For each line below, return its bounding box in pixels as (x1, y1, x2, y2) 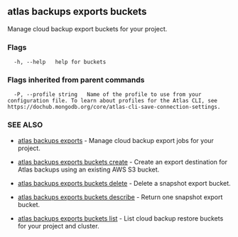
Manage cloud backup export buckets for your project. (7, 24, 168, 33)
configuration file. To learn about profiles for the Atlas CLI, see (7, 98, 218, 105)
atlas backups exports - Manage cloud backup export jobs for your (17, 136, 215, 144)
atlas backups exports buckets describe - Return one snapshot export (17, 192, 223, 201)
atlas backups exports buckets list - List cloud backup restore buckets (17, 214, 224, 223)
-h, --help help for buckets (13, 58, 107, 66)
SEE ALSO (7, 120, 43, 130)
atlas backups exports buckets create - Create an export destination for (17, 157, 227, 166)
